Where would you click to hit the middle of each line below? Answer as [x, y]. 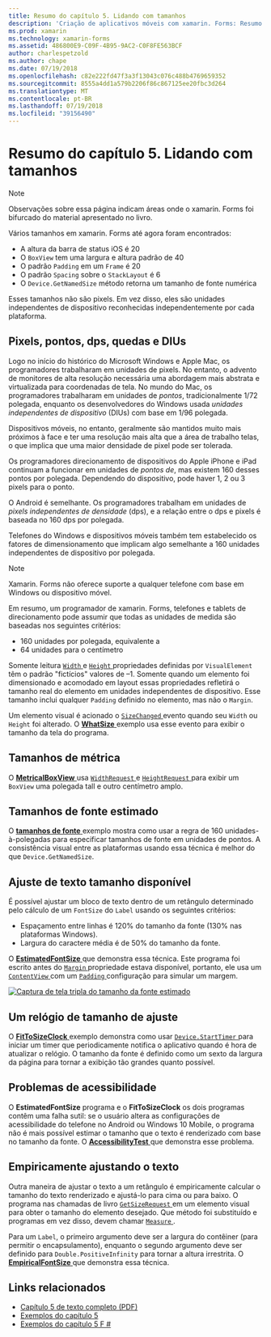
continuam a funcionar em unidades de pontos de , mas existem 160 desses [134, 469]
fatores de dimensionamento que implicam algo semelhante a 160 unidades [134, 544]
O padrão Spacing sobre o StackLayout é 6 [90, 274]
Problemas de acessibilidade [83, 1087]
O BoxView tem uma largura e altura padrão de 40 [102, 257]
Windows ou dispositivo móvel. [60, 592]
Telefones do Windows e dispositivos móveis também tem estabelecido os [133, 535]
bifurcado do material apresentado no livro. [80, 217]
